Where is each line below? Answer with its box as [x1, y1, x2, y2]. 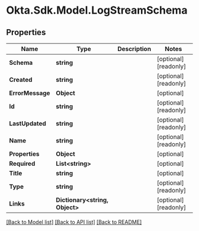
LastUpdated [9, 119, 46, 128]
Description [117, 45, 152, 53]
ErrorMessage [9, 89, 50, 97]
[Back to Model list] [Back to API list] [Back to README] [6, 219, 142, 226]
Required [9, 160, 36, 167]
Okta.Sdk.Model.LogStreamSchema [6, 4, 188, 17]
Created [9, 75, 33, 84]
